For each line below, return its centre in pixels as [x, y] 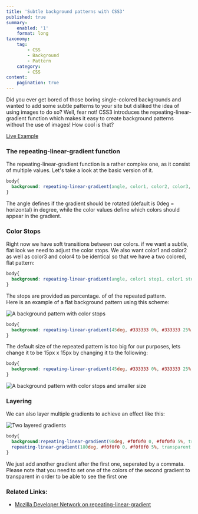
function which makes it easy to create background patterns [100, 118]
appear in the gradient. [34, 216]
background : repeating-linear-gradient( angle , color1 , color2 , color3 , [101, 187]
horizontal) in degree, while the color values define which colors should [93, 209]
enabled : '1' [33, 28]
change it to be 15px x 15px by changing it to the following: [77, 353]
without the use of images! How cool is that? [60, 125]
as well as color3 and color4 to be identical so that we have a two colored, [96, 256]
